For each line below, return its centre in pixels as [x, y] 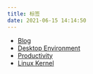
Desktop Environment [49, 48]
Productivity [35, 55]
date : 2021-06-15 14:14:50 [47, 20]
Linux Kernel [36, 63]
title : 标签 [24, 14]
